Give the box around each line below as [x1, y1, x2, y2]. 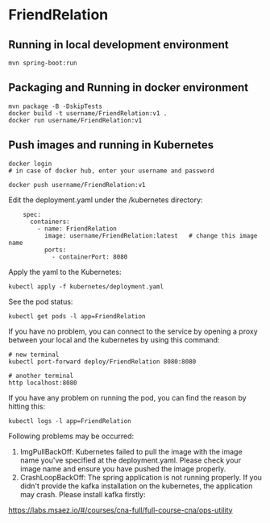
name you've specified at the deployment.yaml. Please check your [19, 455, 242, 465]
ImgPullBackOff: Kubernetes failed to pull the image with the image [19, 446, 243, 456]
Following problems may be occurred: [8, 431, 135, 441]
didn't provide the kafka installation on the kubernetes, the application [19, 481, 253, 491]
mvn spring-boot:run [8, 59, 78, 67]
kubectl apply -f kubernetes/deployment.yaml [8, 282, 164, 291]
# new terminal [8, 351, 60, 359]
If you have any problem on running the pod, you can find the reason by [8, 392, 247, 402]
